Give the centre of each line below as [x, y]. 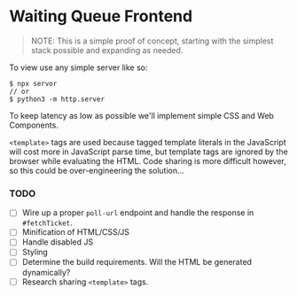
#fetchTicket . [47, 222]
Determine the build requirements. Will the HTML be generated [137, 262]
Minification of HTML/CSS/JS [76, 232]
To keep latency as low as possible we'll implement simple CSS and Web [142, 115]
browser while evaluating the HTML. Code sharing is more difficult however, [148, 160]
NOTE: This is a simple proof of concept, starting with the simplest [152, 41]
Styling [35, 252]
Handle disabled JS [58, 242]
